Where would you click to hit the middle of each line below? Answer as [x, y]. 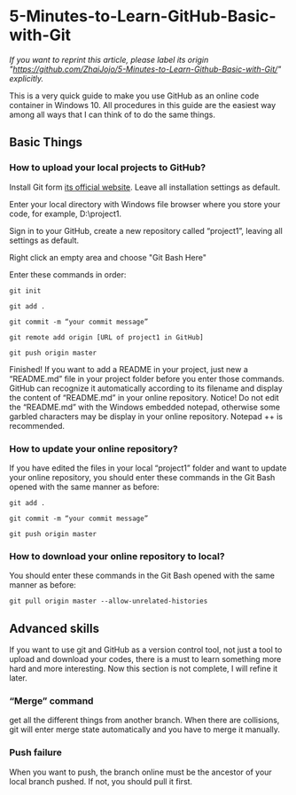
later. [19, 678]
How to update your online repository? [94, 448]
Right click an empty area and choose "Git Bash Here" [108, 257]
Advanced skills [55, 628]
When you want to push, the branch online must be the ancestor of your [140, 772]
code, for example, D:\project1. [66, 214]
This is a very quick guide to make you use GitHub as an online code [134, 96]
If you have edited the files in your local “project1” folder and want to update [148, 468]
